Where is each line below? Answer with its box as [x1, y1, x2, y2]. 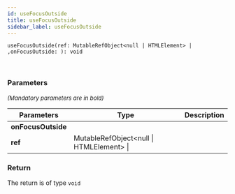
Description [184, 110, 225, 119]
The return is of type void [7, 179, 81, 187]
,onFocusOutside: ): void [7, 48, 83, 56]
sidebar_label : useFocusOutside [7, 23, 101, 30]
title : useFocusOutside [7, 17, 77, 24]
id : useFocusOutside [7, 10, 68, 17]
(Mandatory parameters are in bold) [7, 94, 104, 102]
